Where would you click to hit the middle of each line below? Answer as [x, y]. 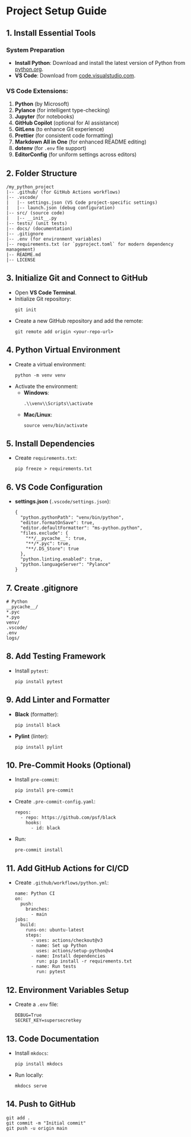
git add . [18, 1118]
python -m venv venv [40, 375]
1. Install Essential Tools [51, 33]
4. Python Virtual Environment [63, 350]
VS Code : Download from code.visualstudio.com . [75, 75]
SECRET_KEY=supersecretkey [48, 1021]
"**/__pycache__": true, [56, 538]
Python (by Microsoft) [42, 104]
